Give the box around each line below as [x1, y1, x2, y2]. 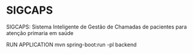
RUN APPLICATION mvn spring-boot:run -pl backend [6, 41, 137, 48]
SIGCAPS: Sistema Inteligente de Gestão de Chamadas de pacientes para [6, 23, 187, 30]
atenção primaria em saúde [6, 29, 73, 36]
